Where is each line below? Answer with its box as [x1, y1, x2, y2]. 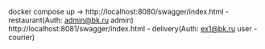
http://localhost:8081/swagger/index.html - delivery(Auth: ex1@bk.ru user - [8, 24, 258, 33]
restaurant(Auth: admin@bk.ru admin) [8, 15, 135, 25]
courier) [8, 32, 35, 42]
